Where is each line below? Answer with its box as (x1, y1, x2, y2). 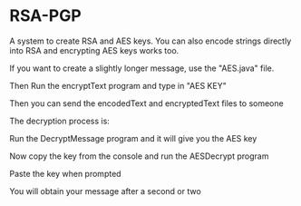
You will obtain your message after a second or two (9, 185, 201, 196)
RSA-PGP (9, 5, 82, 26)
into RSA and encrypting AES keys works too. (9, 44, 180, 55)
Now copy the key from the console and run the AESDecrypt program (9, 151, 269, 162)
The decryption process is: (9, 115, 111, 126)
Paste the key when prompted (9, 168, 121, 179)
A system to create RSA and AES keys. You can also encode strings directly (9, 35, 292, 46)
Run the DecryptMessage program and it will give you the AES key (9, 132, 257, 143)
